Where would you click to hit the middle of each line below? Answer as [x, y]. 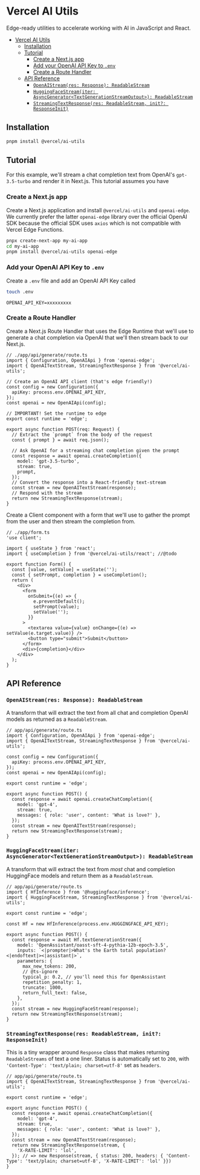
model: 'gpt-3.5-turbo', [48, 461]
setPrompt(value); [56, 607]
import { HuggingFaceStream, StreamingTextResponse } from [82, 897]
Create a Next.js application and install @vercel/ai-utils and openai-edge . [98, 210]
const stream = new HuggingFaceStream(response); [75, 1009]
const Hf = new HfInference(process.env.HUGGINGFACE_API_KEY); [88, 924]
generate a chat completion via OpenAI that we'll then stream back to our [97, 337]
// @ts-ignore [40, 971]
